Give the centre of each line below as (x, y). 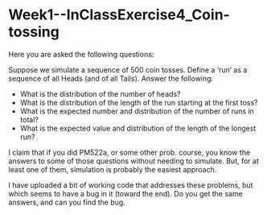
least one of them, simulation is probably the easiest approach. (113, 169)
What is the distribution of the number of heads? (100, 93)
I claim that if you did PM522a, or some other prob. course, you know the (129, 152)
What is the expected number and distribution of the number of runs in (137, 111)
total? (29, 119)
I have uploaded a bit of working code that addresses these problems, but (131, 185)
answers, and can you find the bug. (67, 202)
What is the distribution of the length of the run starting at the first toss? (139, 102)
